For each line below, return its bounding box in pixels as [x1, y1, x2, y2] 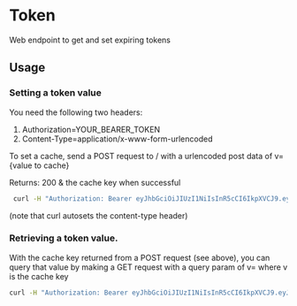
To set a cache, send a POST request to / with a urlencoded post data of [9, 150, 273, 161]
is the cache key [9, 271, 69, 281]
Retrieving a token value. [9, 232, 118, 244]
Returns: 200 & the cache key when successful [9, 177, 181, 187]
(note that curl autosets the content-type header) [9, 210, 188, 221]
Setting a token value [9, 87, 102, 99]
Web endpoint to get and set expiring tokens [9, 34, 171, 45]
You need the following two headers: [9, 107, 143, 118]
